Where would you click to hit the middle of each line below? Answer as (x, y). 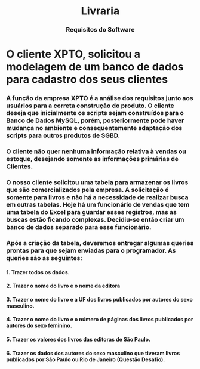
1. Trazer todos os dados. (38, 272)
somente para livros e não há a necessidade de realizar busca (98, 197)
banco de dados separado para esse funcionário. (79, 227)
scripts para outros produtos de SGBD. (63, 135)
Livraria (100, 11)
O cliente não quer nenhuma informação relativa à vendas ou (96, 151)
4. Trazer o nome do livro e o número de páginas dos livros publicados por (100, 320)
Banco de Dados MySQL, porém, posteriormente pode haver (95, 120)
